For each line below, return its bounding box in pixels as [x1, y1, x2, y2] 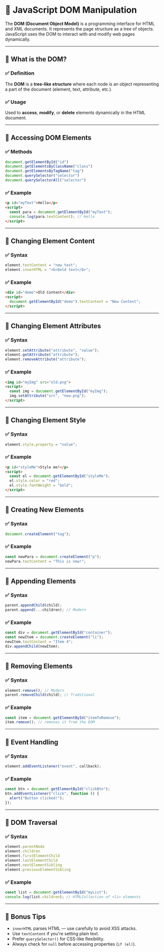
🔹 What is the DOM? [5, 55, 67, 63]
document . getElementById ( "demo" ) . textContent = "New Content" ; [9, 299, 141, 304]
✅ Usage [5, 98, 26, 105]
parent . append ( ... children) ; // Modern [5, 608, 86, 612]
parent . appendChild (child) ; [5, 603, 62, 608]
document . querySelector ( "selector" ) [5, 173, 80, 178]
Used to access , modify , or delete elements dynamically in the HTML [5, 109, 145, 115]
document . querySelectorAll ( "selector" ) [5, 178, 86, 183]
